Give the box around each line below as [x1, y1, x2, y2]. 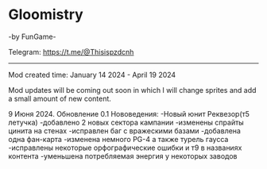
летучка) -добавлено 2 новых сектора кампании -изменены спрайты [8, 117, 244, 127]
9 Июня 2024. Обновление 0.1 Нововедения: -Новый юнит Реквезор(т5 [8, 109, 250, 118]
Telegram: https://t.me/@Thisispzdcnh [8, 47, 134, 56]
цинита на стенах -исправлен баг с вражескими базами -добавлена [8, 125, 241, 136]
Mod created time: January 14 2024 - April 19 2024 [8, 70, 176, 79]
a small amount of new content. [8, 94, 111, 103]
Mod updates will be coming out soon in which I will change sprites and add [8, 85, 257, 94]
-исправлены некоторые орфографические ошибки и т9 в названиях [8, 143, 242, 152]
